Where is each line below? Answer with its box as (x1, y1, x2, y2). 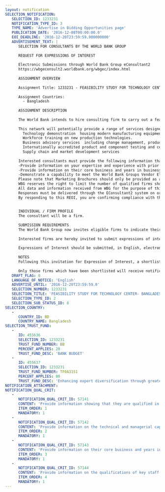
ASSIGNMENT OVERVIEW (18, 76, 60, 81)
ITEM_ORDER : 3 (18, 452, 48, 457)
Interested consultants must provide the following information (18, 158, 153, 163)
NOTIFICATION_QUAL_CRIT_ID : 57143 (18, 443, 89, 448)
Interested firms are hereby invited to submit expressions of (18, 236, 151, 242)
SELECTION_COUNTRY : (5, 305, 45, 310)
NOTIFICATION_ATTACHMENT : (5, 383, 58, 388)
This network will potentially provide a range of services (18, 126, 144, 131)
